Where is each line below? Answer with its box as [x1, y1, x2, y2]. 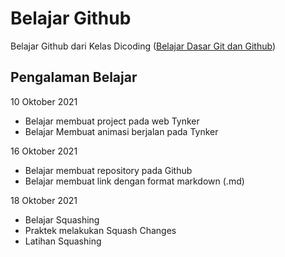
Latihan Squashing [24, 235, 102, 247]
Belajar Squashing [24, 213, 100, 226]
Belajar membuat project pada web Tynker [24, 115, 200, 127]
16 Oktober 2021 [10, 145, 78, 157]
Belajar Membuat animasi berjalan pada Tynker [24, 125, 219, 137]
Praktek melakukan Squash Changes [24, 224, 177, 236]
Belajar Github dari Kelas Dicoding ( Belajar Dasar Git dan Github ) [10, 40, 276, 52]
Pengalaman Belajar [10, 69, 138, 86]
